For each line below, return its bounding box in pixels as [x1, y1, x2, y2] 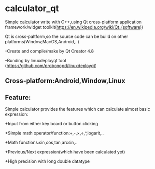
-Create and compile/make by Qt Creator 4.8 [5, 48, 94, 54]
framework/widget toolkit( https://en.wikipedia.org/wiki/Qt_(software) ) [5, 24, 143, 30]
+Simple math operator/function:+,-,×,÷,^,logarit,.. [5, 130, 104, 136]
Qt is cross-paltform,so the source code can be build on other [5, 34, 128, 39]
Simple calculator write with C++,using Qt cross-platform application [5, 19, 141, 25]
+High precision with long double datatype [5, 158, 90, 164]
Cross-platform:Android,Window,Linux [5, 77, 126, 85]
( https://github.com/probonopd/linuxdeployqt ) [5, 63, 97, 68]
